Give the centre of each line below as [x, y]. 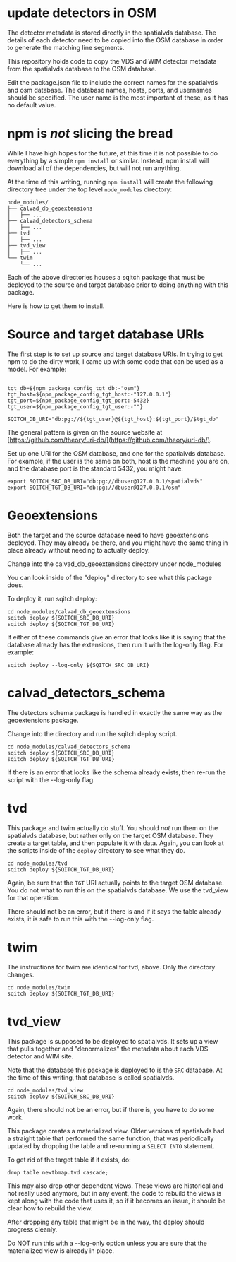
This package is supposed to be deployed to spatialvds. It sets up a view [113, 1041]
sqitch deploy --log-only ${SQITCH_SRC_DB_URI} [79, 665]
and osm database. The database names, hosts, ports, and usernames [110, 90]
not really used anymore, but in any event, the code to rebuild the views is [114, 1193]
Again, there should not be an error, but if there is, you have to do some [111, 1109]
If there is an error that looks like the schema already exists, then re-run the [117, 772]
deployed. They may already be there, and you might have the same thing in [118, 543]
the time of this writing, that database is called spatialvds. [91, 1077]
